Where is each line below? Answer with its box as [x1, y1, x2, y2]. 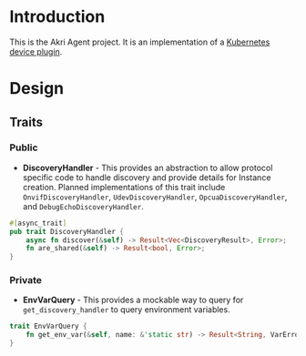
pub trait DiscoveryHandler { [9, 227, 125, 236]
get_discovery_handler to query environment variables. [22, 304, 230, 315]
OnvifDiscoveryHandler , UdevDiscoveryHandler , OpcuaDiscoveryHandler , [22, 191, 288, 202]
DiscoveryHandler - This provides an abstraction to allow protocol [22, 162, 273, 173]
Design [9, 78, 65, 99]
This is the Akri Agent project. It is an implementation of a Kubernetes [9, 36, 270, 47]
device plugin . [9, 46, 63, 56]
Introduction [9, 6, 106, 27]
